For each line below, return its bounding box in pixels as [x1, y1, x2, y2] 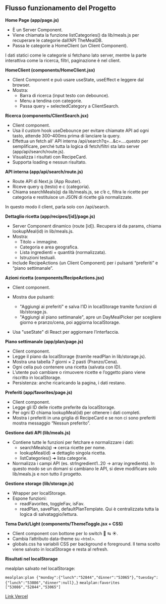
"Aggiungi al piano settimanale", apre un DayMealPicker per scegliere [19, 314, 162, 320]
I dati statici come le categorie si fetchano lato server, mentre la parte [5, 52, 147, 58]
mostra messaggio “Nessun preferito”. [12, 420, 91, 426]
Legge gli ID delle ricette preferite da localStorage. [12, 404, 115, 410]
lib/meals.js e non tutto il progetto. [12, 471, 83, 477]
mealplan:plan [5, 575, 35, 580]
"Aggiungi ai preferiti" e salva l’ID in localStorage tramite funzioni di [19, 303, 157, 309]
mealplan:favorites [79, 580, 120, 585]
